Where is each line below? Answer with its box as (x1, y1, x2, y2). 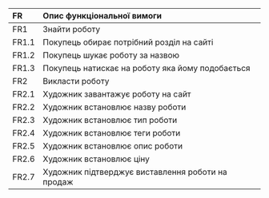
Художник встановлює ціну (42, 153, 150, 164)
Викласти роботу (42, 76, 110, 86)
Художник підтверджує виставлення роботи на (42, 167, 228, 177)
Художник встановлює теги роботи (42, 128, 181, 138)
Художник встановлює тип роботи (42, 115, 178, 125)
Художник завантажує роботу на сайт (42, 89, 191, 99)
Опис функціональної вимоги (42, 10, 163, 21)
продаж (42, 176, 74, 187)
